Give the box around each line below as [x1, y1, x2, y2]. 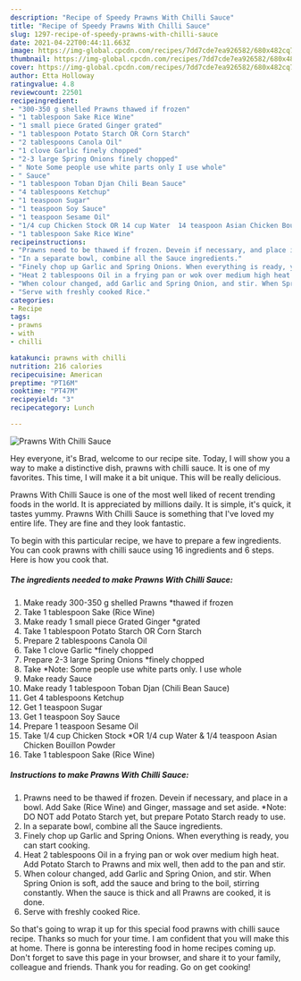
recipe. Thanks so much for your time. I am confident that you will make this [10, 933, 289, 943]
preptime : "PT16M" [10, 378, 79, 387]
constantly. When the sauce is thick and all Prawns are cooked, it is [22, 887, 272, 898]
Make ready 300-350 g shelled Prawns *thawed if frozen [22, 596, 234, 608]
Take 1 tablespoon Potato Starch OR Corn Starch [22, 625, 202, 636]
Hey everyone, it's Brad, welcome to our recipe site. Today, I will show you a [10, 452, 291, 463]
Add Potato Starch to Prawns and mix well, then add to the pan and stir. [22, 858, 286, 869]
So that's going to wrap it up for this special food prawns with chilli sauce [10, 923, 280, 934]
